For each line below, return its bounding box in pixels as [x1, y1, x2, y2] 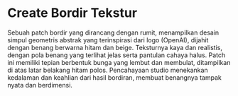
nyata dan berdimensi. [7, 80, 73, 89]
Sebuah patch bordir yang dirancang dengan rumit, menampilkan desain [7, 28, 220, 37]
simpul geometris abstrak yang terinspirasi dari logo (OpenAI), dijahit [7, 35, 209, 44]
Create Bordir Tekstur [7, 5, 137, 21]
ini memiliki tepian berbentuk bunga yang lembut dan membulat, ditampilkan [7, 58, 231, 66]
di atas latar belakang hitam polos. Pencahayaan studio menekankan [7, 66, 208, 74]
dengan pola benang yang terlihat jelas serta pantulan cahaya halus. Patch [7, 51, 226, 59]
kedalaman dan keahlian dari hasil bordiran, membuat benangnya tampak [7, 73, 222, 82]
